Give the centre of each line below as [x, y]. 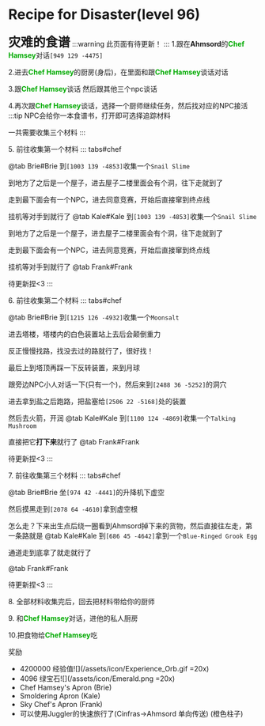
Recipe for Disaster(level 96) [104, 15]
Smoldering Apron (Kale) [60, 696]
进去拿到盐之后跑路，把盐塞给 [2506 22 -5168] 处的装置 [97, 401]
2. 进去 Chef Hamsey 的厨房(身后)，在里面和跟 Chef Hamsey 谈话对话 [118, 72]
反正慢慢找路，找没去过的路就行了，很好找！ [81, 350]
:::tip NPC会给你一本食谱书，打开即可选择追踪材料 [90, 115]
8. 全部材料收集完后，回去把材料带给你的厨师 [82, 601]
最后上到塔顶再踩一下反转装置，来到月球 [74, 367]
